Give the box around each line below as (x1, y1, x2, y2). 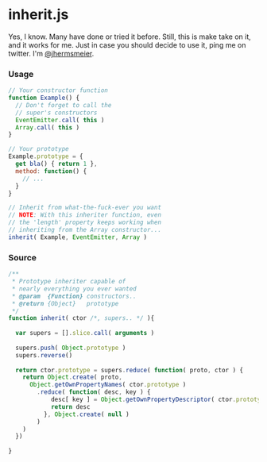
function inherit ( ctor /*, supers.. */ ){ (8, 314, 155, 322)
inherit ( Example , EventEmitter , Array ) (8, 233, 148, 241)
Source (8, 252, 37, 263)
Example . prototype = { (8, 152, 83, 160)
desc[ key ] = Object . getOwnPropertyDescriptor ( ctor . (50, 395, 237, 404)
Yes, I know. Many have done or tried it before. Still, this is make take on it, (8, 32, 252, 41)
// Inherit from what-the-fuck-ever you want (8, 204, 161, 212)
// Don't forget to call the (15, 101, 112, 109)
